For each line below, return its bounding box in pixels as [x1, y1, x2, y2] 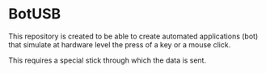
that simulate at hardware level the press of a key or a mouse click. [8, 39, 231, 49]
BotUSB [8, 5, 61, 23]
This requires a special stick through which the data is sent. [8, 55, 207, 65]
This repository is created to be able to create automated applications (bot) [8, 31, 259, 41]
